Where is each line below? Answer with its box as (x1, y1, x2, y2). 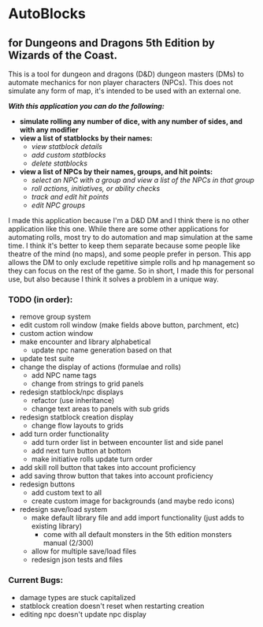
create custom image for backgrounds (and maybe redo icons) (31, 496, 235, 506)
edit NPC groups (31, 200, 86, 210)
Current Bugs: (8, 575, 64, 586)
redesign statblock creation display (19, 412, 134, 422)
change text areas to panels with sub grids (31, 404, 170, 414)
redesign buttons (19, 480, 76, 489)
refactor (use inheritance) (31, 396, 115, 405)
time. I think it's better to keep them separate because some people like (8, 241, 240, 250)
